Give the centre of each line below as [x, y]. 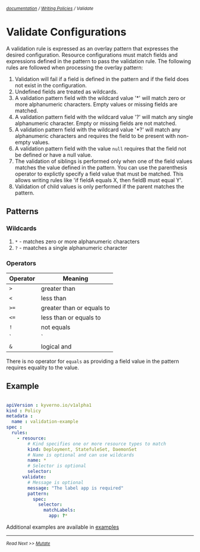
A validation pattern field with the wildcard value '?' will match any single [104, 117]
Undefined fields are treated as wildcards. [66, 92]
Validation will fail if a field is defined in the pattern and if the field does [102, 79]
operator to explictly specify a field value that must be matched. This [99, 174]
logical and [56, 346]
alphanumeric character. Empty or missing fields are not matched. [96, 123]
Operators [21, 263]
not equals [56, 327]
